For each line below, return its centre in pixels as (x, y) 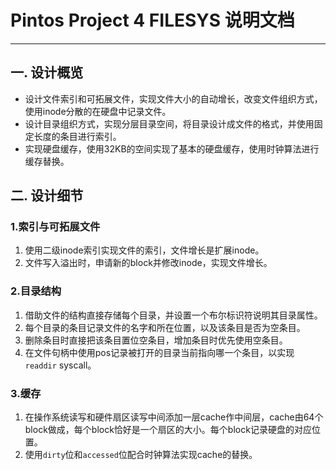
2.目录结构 (36, 291)
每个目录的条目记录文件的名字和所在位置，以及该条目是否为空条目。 (165, 327)
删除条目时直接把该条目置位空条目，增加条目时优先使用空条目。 (156, 340)
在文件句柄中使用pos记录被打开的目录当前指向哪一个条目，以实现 (159, 352)
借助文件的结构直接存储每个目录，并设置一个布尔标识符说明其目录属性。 (173, 315)
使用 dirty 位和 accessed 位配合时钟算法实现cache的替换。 (141, 455)
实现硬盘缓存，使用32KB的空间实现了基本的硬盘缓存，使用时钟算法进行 (172, 148)
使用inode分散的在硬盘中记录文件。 (98, 111)
